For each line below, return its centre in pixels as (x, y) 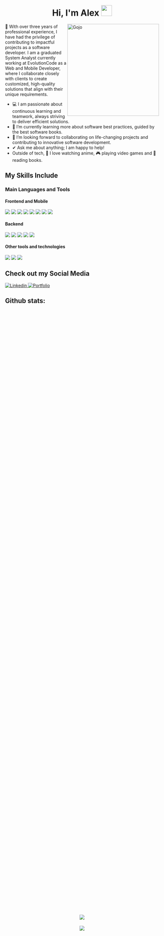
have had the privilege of (30, 37)
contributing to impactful (30, 42)
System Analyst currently (31, 58)
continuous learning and (37, 111)
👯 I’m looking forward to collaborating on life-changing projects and (80, 137)
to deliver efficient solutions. (41, 121)
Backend (14, 224)
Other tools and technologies (35, 247)
